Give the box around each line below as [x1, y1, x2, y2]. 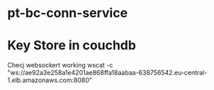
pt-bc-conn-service [7, 5, 128, 21]
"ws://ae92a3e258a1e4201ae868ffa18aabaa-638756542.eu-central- [7, 69, 208, 77]
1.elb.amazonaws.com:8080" [7, 76, 93, 84]
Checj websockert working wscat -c [7, 61, 113, 69]
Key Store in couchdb [7, 38, 137, 54]
